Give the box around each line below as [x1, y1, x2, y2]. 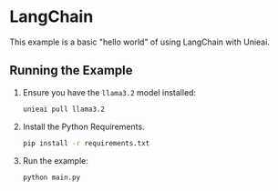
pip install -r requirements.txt [22, 138, 150, 147]
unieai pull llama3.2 [22, 105, 105, 114]
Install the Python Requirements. [22, 121, 145, 132]
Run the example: [22, 155, 89, 166]
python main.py [22, 173, 81, 182]
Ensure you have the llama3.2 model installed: [22, 86, 197, 97]
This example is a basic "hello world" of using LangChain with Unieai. [9, 36, 271, 47]
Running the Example [9, 63, 134, 78]
